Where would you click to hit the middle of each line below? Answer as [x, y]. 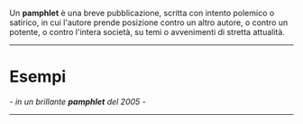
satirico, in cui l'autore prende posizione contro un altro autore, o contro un [149, 22]
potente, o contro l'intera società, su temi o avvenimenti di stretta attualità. [147, 32]
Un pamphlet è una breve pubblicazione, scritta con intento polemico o [142, 13]
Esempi [38, 77]
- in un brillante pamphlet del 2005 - [78, 102]
